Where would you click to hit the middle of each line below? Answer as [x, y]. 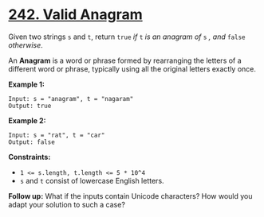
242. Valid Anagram [75, 15]
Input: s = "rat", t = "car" [57, 135]
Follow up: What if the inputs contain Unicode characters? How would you [130, 196]
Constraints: [30, 157]
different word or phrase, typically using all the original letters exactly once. [132, 68]
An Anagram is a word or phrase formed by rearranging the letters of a [125, 60]
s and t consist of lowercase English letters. [92, 180]
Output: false [32, 142]
